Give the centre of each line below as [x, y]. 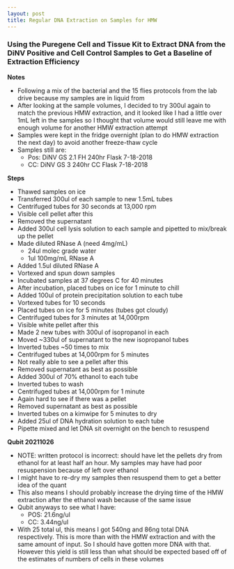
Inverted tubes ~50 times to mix [63, 347]
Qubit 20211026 [31, 442]
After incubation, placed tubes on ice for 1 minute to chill [98, 288]
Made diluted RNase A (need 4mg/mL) [72, 243]
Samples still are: [42, 150]
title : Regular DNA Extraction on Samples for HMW [82, 20]
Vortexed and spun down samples [66, 273]
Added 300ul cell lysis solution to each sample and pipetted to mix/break [122, 228]
